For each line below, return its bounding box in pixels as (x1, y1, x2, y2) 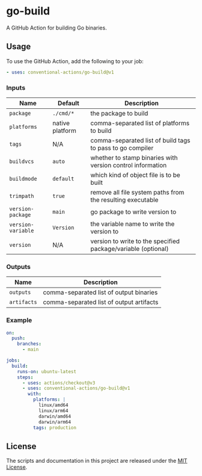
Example (6, 316, 32, 324)
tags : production (32, 424, 77, 431)
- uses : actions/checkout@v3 (22, 380, 96, 386)
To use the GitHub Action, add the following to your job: (6, 57, 144, 64)
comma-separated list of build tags (90, 136, 191, 144)
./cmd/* (52, 110, 75, 117)
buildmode (9, 175, 37, 182)
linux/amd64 (38, 402, 69, 409)
